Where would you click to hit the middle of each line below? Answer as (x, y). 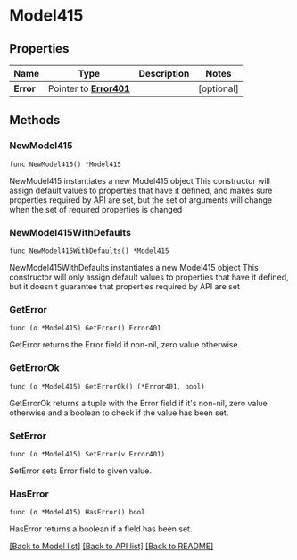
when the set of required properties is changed (96, 209)
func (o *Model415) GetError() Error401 (86, 328)
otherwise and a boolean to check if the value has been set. (119, 413)
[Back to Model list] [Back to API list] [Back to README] (111, 547)
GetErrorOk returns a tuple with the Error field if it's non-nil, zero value (138, 403)
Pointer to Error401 (89, 88)
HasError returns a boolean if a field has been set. (101, 529)
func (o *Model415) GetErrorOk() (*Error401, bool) (107, 386)
